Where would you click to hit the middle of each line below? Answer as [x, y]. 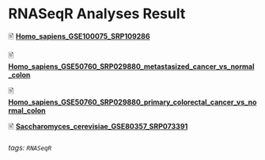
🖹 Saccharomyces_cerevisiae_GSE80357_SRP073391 [98, 126]
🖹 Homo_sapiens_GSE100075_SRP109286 [79, 36]
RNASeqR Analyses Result [97, 14]
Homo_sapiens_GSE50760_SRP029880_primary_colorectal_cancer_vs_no [132, 102]
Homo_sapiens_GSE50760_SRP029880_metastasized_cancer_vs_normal [131, 66]
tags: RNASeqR [30, 147]
